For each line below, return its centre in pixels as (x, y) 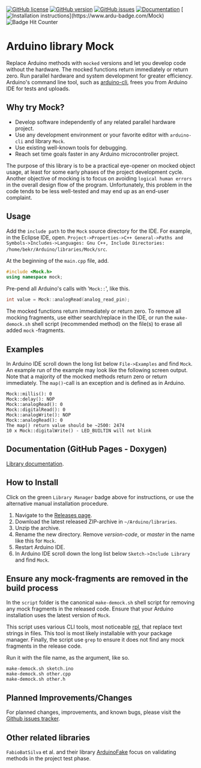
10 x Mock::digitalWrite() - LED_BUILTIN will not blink (79, 431)
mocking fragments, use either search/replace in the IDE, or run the (89, 318)
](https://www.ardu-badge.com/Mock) (117, 16)
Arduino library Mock (60, 47)
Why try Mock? (35, 107)
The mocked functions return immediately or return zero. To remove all (94, 311)
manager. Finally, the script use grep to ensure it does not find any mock (95, 640)
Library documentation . (35, 464)
